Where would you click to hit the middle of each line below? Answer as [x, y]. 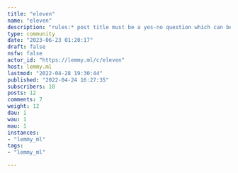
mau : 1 [17, 126]
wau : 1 [17, 119]
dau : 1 [17, 113]
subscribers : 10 [31, 86]
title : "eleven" [31, 14]
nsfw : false [25, 54]
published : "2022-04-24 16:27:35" [58, 80]
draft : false [27, 47]
